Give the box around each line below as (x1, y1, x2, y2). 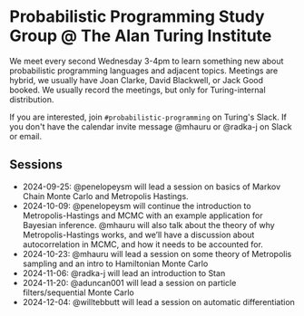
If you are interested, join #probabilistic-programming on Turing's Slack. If (9, 111, 288, 122)
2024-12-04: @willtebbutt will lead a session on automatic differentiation (22, 296, 295, 307)
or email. (9, 130, 43, 141)
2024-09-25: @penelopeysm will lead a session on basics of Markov (22, 181, 281, 192)
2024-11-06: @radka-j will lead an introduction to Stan (22, 267, 226, 278)
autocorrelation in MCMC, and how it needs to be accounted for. (22, 238, 263, 250)
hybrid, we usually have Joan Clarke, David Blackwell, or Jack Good (9, 74, 264, 85)
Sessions (9, 157, 64, 173)
